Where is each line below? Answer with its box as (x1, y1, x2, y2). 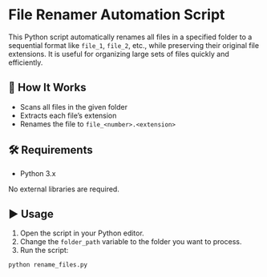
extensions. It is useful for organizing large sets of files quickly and (8, 49, 230, 58)
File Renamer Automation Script (8, 6, 225, 24)
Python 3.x (19, 168, 56, 178)
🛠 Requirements (8, 143, 94, 157)
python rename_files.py (8, 261, 88, 269)
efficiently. (8, 58, 43, 67)
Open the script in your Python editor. (19, 228, 144, 238)
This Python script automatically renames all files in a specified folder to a (8, 32, 253, 42)
